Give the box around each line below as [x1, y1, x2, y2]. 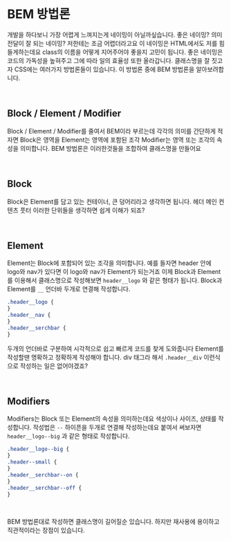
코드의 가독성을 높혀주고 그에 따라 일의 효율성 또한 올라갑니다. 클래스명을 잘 [7, 56, 210, 64]
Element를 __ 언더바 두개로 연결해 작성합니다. [7, 285, 131, 293]
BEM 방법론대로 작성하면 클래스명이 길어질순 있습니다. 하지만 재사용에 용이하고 [7, 517, 220, 526]
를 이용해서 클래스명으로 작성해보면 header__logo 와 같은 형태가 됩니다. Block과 [7, 276, 223, 284]
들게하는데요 [7, 48, 41, 56]
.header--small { [7, 459, 57, 466]
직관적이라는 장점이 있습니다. [7, 526, 85, 535]
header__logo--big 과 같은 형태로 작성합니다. [7, 432, 130, 440]
